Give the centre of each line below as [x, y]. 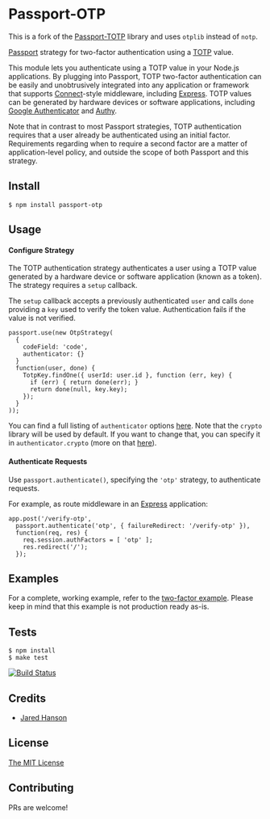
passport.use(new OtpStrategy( [61, 333]
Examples [33, 578]
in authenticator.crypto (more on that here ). [83, 443]
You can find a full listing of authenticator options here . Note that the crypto [135, 426]
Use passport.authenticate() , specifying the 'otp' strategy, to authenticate [135, 479]
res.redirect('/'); [56, 547]
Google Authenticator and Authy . [63, 111]
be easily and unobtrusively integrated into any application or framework [129, 85]
